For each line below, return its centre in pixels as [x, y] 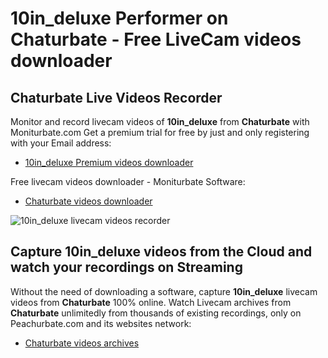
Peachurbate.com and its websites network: [101, 323]
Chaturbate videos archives [82, 343]
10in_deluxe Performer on [119, 18]
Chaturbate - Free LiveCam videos [156, 39]
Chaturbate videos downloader [88, 201]
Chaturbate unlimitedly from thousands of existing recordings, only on [156, 313]
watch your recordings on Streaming [126, 267]
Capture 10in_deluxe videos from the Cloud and [161, 252]
